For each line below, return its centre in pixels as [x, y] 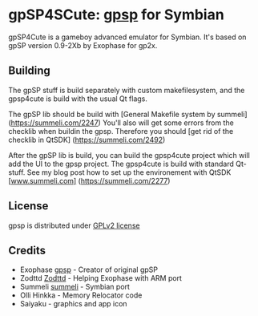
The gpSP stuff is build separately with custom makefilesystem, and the [127, 90]
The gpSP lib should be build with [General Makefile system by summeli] [128, 114]
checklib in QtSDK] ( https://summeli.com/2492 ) [87, 140]
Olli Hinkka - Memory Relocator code [81, 295]
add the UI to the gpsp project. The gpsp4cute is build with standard [121, 164]
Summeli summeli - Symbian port [75, 287]
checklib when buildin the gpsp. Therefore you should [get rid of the [121, 131]
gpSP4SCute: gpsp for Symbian [116, 15]
